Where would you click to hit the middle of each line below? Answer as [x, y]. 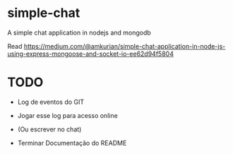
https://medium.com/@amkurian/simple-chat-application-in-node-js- [125, 46]
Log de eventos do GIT [51, 102]
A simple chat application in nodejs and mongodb [79, 32]
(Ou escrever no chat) [49, 129]
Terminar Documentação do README [72, 143]
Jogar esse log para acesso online [67, 115]
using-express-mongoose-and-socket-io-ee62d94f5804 [91, 54]
